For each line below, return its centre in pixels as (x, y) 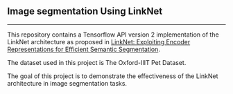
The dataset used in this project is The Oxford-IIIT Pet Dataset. (97, 62)
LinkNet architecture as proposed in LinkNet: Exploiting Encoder (99, 41)
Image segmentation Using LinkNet (85, 11)
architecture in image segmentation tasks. (67, 83)
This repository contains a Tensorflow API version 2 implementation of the (113, 35)
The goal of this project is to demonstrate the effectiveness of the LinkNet (113, 76)
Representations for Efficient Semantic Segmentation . (84, 49)
